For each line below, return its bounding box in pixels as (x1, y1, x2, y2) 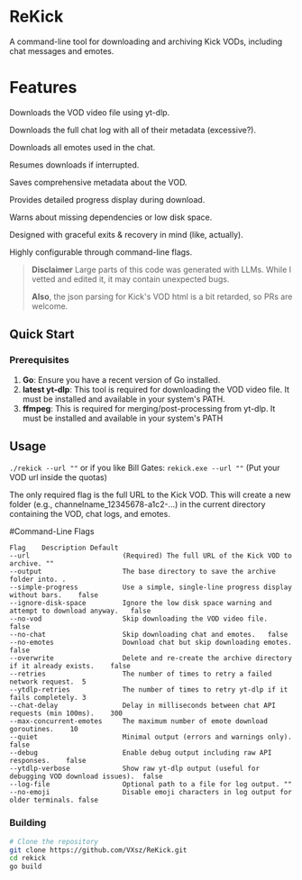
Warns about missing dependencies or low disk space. (9, 212, 213, 222)
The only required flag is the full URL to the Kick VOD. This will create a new (9, 489, 291, 501)
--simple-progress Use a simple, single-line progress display (9, 583, 293, 592)
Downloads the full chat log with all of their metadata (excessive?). (9, 124, 257, 135)
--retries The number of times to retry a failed (9, 669, 272, 679)
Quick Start (9, 327, 75, 342)
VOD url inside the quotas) (9, 472, 108, 483)
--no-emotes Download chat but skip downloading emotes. (9, 638, 293, 648)
